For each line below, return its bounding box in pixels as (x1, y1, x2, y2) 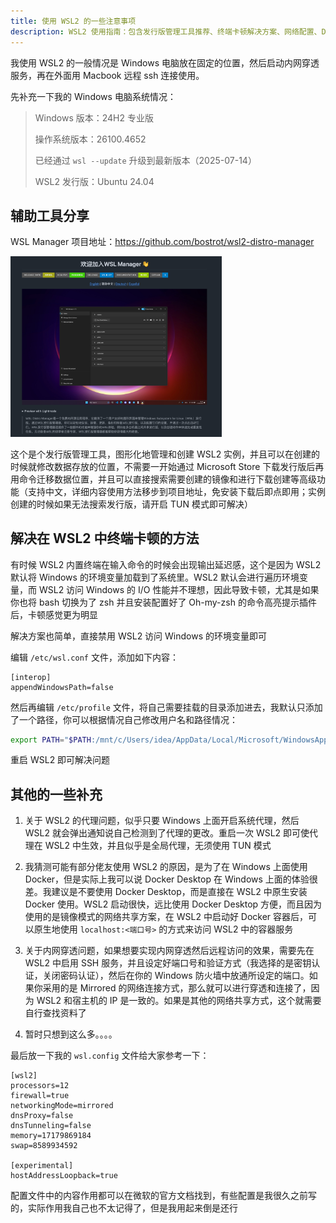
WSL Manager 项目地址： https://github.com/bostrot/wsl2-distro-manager (10, 236, 315, 248)
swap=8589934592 (10, 1141, 78, 1151)
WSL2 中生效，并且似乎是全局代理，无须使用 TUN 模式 (44, 840, 272, 852)
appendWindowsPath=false (10, 682, 114, 692)
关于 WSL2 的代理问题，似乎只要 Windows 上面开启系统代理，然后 (24, 815, 300, 827)
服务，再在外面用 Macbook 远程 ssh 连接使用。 (10, 69, 205, 81)
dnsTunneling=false (10, 1121, 92, 1131)
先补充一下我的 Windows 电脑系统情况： (10, 90, 177, 102)
